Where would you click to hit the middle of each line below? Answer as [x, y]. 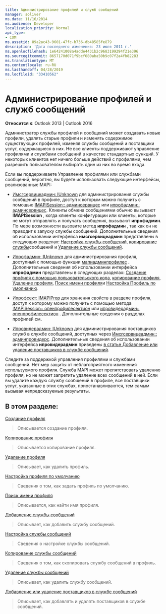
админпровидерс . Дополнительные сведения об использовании [81, 339]
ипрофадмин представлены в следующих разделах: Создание [79, 272]
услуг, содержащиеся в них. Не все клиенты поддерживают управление [82, 148]
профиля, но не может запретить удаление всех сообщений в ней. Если [82, 375]
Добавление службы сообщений [40, 515]
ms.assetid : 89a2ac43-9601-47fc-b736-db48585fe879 [58, 42]
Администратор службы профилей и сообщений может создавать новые [83, 133]
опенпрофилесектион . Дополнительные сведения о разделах [79, 314]
